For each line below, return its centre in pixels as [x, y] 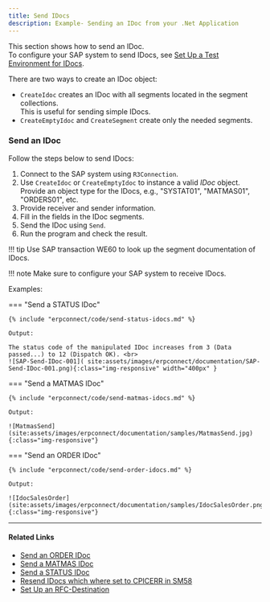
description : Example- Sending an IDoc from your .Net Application [124, 23]
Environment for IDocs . [46, 63]
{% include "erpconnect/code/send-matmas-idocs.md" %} [102, 398]
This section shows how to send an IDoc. [76, 46]
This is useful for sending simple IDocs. [85, 111]
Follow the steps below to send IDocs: [71, 158]
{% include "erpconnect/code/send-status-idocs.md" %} [102, 319]
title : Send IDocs [39, 16]
